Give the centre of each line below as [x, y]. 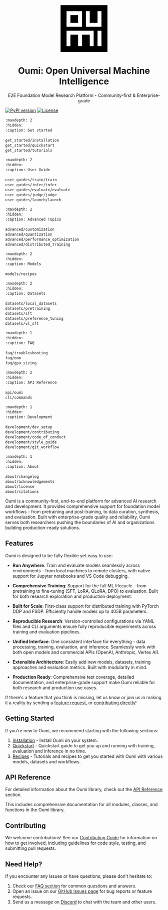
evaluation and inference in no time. [49, 751]
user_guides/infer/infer [31, 185]
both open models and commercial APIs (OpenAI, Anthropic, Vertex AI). [86, 652]
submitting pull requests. [31, 848]
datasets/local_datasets [31, 303]
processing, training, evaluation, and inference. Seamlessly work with [84, 646]
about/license [20, 486]
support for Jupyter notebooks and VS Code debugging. [70, 576]
